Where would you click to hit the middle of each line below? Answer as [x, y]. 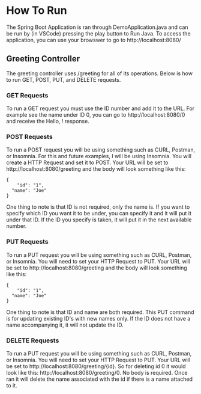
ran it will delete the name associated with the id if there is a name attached [100, 379]
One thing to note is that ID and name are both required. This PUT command [100, 312]
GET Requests [27, 95]
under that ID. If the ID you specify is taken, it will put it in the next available [99, 220]
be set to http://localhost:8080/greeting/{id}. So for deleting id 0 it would [96, 366]
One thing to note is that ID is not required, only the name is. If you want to [98, 207]
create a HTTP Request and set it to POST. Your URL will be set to [88, 162]
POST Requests [29, 137]
